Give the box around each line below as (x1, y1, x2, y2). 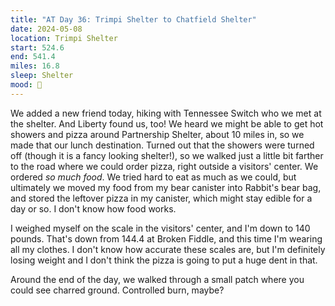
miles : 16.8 (10, 61, 60, 71)
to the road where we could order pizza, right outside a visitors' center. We (10, 160, 319, 172)
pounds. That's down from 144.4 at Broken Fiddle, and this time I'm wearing (10, 232, 323, 245)
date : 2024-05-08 (10, 24, 83, 34)
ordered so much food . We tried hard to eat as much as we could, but (10, 171, 297, 183)
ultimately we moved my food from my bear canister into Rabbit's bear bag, (10, 181, 322, 193)
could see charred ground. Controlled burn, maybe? (10, 284, 225, 296)
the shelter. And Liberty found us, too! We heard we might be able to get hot (10, 117, 324, 130)
